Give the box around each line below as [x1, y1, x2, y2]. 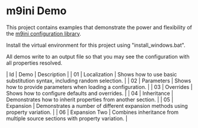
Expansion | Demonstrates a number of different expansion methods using [6, 102, 188, 109]
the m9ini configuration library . [6, 30, 81, 37]
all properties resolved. [6, 59, 63, 66]
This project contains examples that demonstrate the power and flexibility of [6, 24, 193, 31]
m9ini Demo [6, 4, 67, 18]
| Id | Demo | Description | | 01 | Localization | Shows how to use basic [6, 71, 177, 78]
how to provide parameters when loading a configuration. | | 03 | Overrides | [6, 83, 193, 90]
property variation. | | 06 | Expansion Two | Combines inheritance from [6, 108, 179, 116]
